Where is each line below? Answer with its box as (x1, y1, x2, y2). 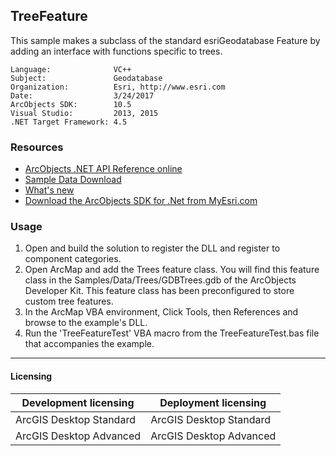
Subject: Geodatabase (10, 73, 163, 83)
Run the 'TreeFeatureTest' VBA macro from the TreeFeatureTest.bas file (24, 327, 320, 339)
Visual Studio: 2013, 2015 (10, 108, 159, 118)
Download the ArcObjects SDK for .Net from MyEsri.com (24, 195, 258, 207)
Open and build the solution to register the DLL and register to (24, 242, 281, 254)
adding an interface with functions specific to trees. (10, 45, 223, 57)
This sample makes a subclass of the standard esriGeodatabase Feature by (10, 34, 321, 46)
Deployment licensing (159, 395, 267, 409)
